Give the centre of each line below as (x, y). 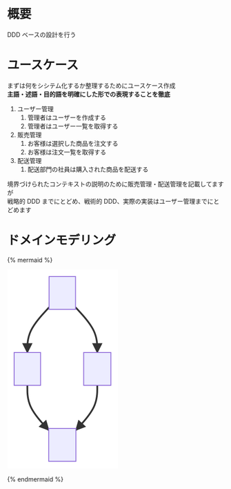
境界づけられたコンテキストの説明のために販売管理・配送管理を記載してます (115, 184)
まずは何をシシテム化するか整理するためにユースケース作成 (91, 85)
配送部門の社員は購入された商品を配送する (88, 169)
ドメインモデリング (62, 241)
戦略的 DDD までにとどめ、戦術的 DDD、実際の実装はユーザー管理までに (110, 201)
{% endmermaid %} (36, 479)
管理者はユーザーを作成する (67, 117)
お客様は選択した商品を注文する (73, 143)
